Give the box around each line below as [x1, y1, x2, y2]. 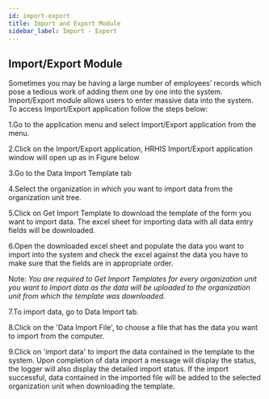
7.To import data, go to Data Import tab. [8, 307, 139, 316]
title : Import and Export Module [8, 19, 121, 28]
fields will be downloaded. [8, 226, 95, 236]
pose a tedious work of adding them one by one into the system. [8, 87, 224, 97]
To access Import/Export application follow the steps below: [8, 104, 208, 114]
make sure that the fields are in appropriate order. [8, 258, 174, 268]
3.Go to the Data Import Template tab [8, 168, 132, 178]
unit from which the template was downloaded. [8, 291, 166, 301]
